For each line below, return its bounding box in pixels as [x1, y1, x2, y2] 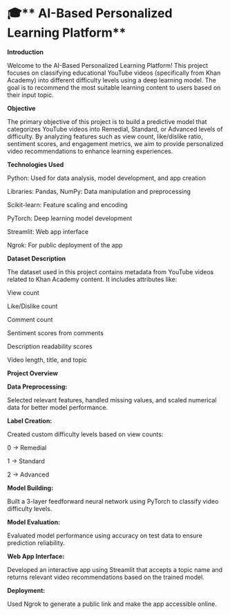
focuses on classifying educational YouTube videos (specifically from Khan [7, 69, 221, 77]
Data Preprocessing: [7, 382, 68, 391]
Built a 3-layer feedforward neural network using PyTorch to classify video [7, 497, 219, 506]
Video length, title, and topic [7, 355, 88, 364]
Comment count [7, 315, 53, 323]
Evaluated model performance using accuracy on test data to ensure [7, 531, 202, 540]
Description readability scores [7, 342, 93, 350]
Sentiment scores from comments [7, 328, 104, 337]
